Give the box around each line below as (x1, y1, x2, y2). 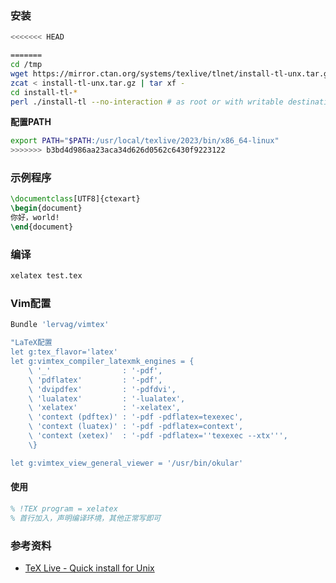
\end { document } (10, 222, 74, 232)
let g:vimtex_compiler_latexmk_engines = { (10, 357, 195, 367)
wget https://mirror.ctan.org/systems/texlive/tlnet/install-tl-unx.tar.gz (10, 68, 333, 79)
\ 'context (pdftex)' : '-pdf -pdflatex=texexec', (28, 412, 244, 422)
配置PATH (10, 116, 52, 128)
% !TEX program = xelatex (10, 503, 118, 514)
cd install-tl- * (10, 87, 78, 97)
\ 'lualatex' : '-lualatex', (28, 393, 186, 404)
